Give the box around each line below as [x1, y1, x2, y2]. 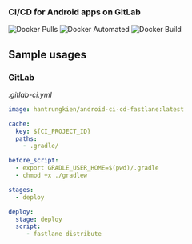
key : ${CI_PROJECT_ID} [15, 127, 91, 135]
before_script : [8, 157, 59, 165]
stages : [8, 186, 34, 194]
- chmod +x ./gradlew [15, 171, 88, 180]
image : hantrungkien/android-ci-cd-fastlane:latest [8, 105, 184, 114]
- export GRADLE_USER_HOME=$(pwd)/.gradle [15, 164, 159, 172]
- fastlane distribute [26, 230, 102, 238]
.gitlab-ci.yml [8, 90, 52, 99]
